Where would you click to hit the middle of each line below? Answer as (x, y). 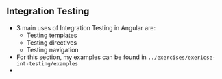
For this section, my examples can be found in (81, 57)
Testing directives (52, 42)
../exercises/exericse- (182, 58)
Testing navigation (53, 49)
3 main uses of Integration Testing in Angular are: (86, 27)
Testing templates (52, 35)
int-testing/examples (47, 64)
